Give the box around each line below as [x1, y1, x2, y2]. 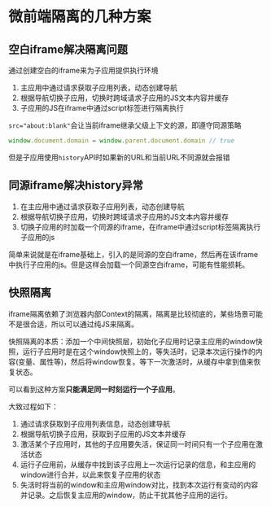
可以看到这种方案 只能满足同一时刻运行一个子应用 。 [8, 384, 180, 394]
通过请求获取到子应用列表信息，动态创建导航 [20, 418, 171, 428]
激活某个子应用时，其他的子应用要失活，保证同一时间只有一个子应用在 [20, 439, 256, 448]
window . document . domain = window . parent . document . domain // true [8, 137, 234, 145]
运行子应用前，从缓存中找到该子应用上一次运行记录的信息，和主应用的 [20, 459, 256, 469]
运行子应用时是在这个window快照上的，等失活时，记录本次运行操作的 [22, 347, 256, 356]
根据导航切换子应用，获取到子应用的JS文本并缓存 [20, 429, 186, 439]
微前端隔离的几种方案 [8, 7, 152, 26]
